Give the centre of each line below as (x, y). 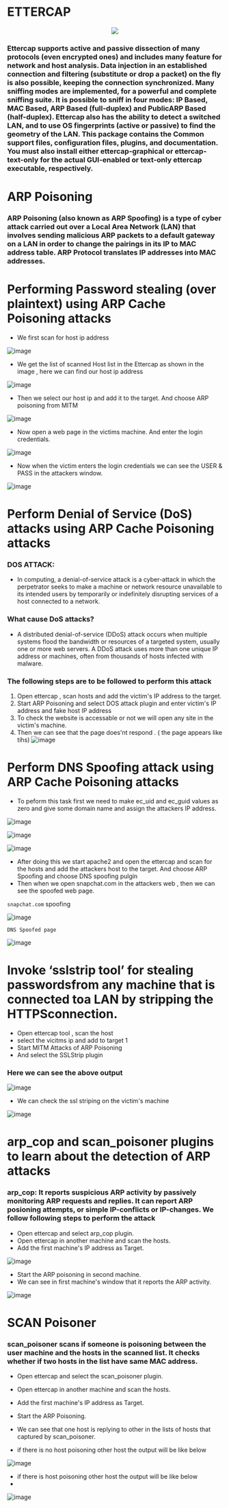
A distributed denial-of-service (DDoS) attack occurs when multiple (112, 634)
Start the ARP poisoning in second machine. (79, 1274)
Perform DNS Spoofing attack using (110, 767)
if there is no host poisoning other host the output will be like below (111, 1450)
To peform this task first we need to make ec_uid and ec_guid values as (118, 801)
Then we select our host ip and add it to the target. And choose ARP (113, 398)
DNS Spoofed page (32, 930)
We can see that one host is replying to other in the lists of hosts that (113, 1429)
